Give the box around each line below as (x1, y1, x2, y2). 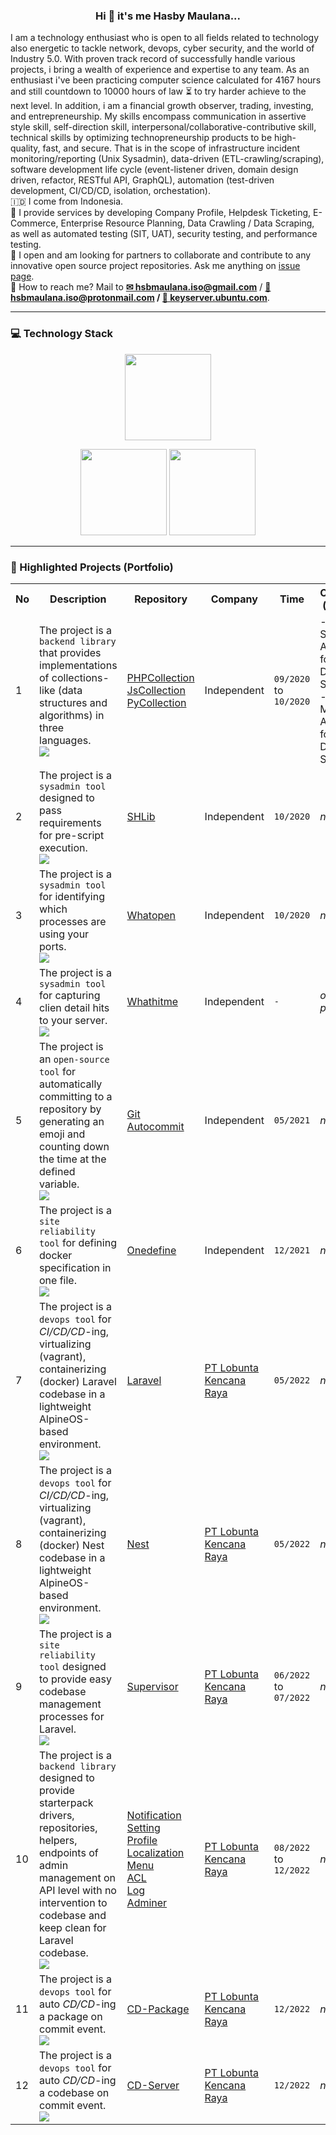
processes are (39, 914, 107, 928)
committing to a (39, 1089, 113, 1103)
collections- (51, 670, 110, 684)
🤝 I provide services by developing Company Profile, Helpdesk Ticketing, (10, 207, 312, 219)
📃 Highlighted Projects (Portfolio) (10, 560, 174, 574)
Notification (126, 1808, 182, 1822)
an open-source (39, 1052, 110, 1066)
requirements (39, 815, 102, 829)
